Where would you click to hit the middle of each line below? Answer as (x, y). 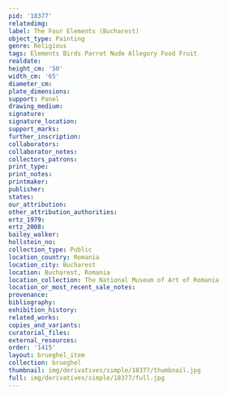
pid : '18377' (30, 16)
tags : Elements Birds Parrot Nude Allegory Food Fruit (103, 54)
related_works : (34, 317)
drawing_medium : (36, 106)
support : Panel (34, 99)
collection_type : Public (50, 250)
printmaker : (28, 182)
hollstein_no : (32, 243)
